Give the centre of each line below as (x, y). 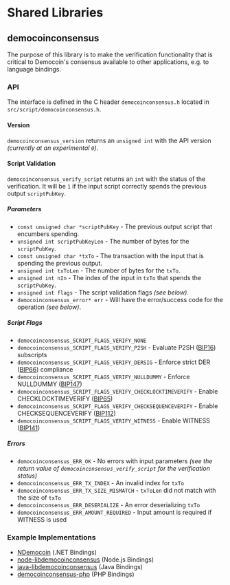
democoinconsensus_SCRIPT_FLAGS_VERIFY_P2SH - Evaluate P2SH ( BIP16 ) (116, 347)
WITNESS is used (42, 519)
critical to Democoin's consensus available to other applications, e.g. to (108, 62)
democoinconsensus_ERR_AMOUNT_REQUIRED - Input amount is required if (114, 512)
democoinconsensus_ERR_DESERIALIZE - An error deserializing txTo (108, 504)
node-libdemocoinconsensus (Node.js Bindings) (85, 560)
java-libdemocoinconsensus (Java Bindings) (80, 566)
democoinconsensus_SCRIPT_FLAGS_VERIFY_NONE (82, 341)
